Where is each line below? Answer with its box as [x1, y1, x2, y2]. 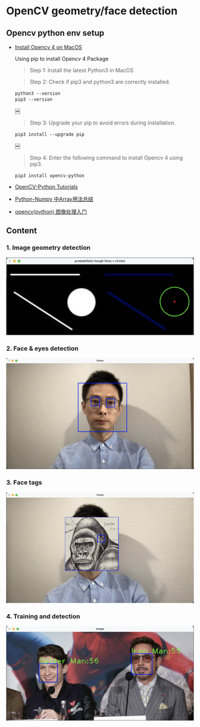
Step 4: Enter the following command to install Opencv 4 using [29, 154, 183, 161]
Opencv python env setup [6, 28, 105, 38]
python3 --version [14, 91, 61, 96]
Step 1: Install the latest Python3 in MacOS [29, 67, 134, 74]
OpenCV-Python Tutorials [14, 183, 79, 190]
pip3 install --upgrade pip [14, 132, 85, 138]
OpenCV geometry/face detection [6, 4, 178, 18]
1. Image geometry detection [6, 244, 91, 252]
